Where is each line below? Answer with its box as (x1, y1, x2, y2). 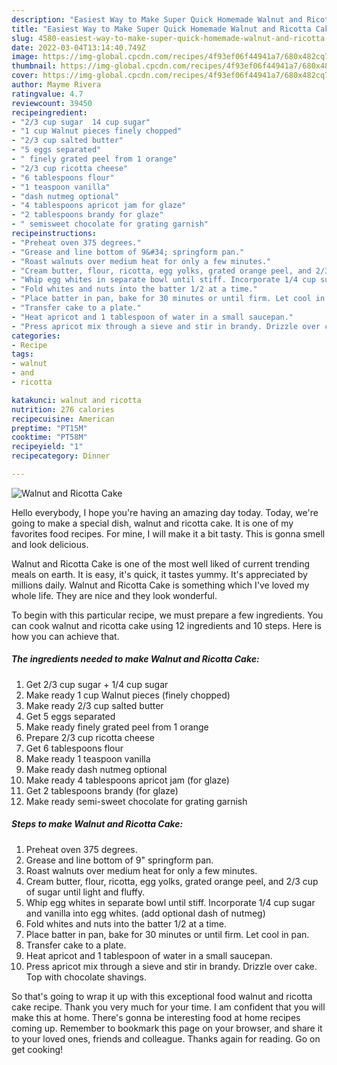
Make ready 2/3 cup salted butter (25, 699, 164, 711)
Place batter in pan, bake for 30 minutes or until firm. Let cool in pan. (25, 928, 310, 940)
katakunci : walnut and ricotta (11, 395, 142, 405)
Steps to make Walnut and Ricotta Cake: (11, 818, 184, 830)
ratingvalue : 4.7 (11, 89, 84, 99)
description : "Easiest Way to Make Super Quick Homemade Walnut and (11, 14, 303, 25)
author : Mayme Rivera (11, 80, 102, 90)
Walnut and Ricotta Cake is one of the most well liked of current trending (11, 557, 310, 570)
